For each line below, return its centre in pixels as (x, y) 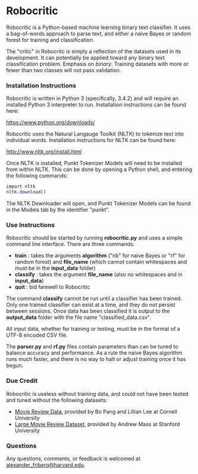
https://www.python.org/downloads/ (51, 122)
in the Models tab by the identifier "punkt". (58, 209)
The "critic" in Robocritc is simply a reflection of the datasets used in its (94, 51)
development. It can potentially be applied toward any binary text (85, 57)
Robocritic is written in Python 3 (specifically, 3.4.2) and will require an (92, 98)
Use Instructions (31, 225)
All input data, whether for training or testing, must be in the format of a (93, 329)
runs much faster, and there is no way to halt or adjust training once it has (96, 359)
